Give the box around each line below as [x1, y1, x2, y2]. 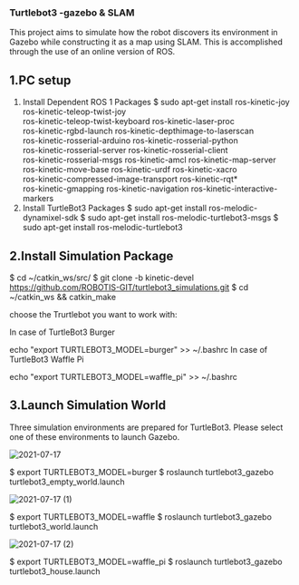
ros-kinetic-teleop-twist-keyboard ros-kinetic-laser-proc [22, 116, 236, 127]
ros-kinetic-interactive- [190, 183, 278, 194]
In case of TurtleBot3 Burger [9, 327, 116, 337]
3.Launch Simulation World [9, 397, 167, 414]
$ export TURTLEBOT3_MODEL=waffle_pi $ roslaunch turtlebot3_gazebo [9, 556, 283, 567]
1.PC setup [9, 73, 72, 88]
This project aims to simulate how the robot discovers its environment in [9, 27, 278, 38]
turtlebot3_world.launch [9, 521, 99, 531]
